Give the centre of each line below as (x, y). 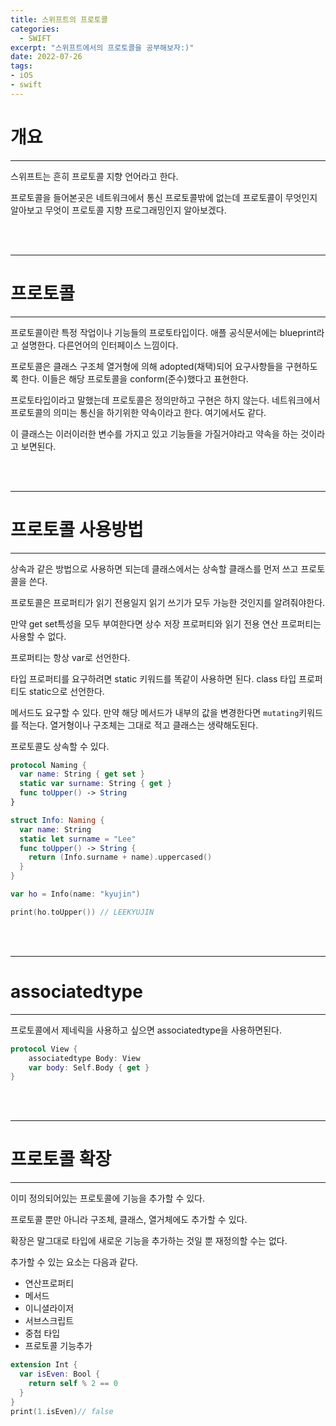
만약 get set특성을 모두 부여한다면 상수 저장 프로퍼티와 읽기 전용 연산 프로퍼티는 (166, 623)
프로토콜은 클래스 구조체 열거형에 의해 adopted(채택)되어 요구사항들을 (147, 366)
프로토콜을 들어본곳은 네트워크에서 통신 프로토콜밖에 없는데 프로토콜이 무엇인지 (164, 197)
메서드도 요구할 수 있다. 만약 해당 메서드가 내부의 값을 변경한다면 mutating (155, 712)
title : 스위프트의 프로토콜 (59, 19)
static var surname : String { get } (95, 784)
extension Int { (44, 1365)
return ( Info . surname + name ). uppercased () (120, 857)
